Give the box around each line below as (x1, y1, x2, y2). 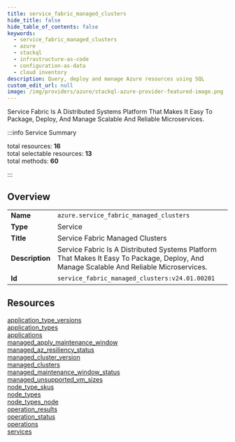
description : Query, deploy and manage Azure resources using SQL (7, 75, 205, 83)
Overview (7, 190, 51, 203)
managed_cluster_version (7, 352, 80, 361)
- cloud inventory (13, 69, 68, 76)
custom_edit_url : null (7, 82, 73, 89)
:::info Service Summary (7, 129, 77, 137)
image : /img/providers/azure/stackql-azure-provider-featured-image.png (7, 88, 224, 95)
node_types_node (7, 397, 59, 406)
